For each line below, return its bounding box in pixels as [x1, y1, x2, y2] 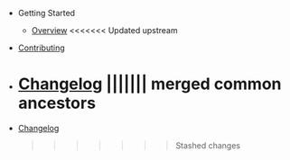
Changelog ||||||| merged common [17, 74, 282, 94]
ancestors [17, 93, 97, 113]
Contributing [17, 42, 65, 53]
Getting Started [17, 8, 75, 18]
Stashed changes [175, 139, 241, 151]
